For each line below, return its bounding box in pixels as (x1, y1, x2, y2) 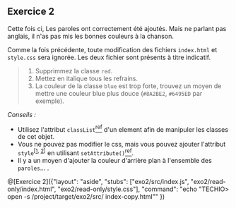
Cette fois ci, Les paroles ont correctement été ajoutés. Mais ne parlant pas (7, 24, 227, 32)
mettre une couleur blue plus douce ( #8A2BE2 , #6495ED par (35, 89, 203, 97)
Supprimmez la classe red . (35, 66, 113, 75)
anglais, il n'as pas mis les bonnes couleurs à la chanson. (7, 32, 175, 40)
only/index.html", (7, 185, 57, 193)
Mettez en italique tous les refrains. (35, 74, 138, 82)
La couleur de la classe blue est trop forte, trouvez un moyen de (35, 81, 222, 90)
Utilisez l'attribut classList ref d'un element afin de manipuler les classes (17, 123, 228, 133)
